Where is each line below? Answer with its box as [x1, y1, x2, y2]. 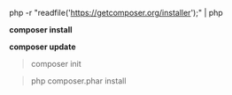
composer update [9, 41, 77, 52]
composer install [9, 25, 73, 34]
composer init [30, 59, 81, 69]
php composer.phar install [30, 76, 127, 86]
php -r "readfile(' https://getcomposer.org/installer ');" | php [9, 8, 223, 18]
